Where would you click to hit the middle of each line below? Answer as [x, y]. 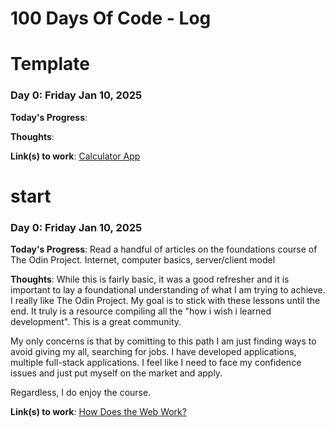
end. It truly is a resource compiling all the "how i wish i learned [141, 311]
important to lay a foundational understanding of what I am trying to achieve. [168, 290]
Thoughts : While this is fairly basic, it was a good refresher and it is [150, 279]
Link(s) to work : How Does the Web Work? [98, 412]
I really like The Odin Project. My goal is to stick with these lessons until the [165, 301]
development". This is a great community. [96, 322]
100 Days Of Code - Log [111, 18]
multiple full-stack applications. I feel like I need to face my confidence [156, 363]
